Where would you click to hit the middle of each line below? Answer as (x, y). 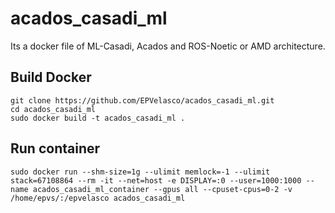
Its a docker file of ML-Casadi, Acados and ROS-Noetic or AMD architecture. (168, 46)
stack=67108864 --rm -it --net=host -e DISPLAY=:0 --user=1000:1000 (156, 180)
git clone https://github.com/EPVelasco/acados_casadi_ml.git (142, 100)
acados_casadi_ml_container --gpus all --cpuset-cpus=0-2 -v (162, 189)
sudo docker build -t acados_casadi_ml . (98, 118)
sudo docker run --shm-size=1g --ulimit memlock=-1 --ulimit (140, 172)
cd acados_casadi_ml (53, 109)
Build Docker (51, 77)
